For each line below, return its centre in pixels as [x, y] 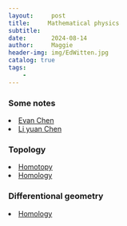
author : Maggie [41, 46]
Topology [27, 149]
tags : [17, 68]
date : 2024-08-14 [48, 38]
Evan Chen [36, 120]
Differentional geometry [56, 196]
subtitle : [25, 30]
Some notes [32, 103]
